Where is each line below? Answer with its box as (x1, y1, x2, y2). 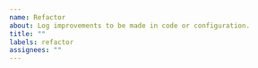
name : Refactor (9, 12, 66, 22)
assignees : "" (9, 46, 63, 55)
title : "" (9, 29, 47, 38)
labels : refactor (9, 37, 74, 47)
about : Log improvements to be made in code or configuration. (9, 21, 251, 30)
